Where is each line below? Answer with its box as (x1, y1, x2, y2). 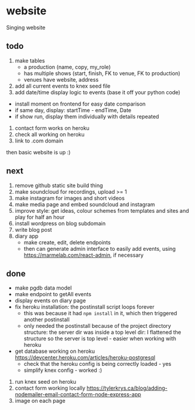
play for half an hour (14, 213, 65, 220)
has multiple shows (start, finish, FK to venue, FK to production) (23, 70, 181, 77)
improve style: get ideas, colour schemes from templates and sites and (14, 207, 190, 214)
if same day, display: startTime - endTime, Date (14, 106, 132, 114)
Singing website (6, 24, 46, 31)
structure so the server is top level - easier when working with (23, 335, 177, 342)
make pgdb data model (14, 284, 72, 291)
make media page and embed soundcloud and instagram (14, 201, 155, 208)
